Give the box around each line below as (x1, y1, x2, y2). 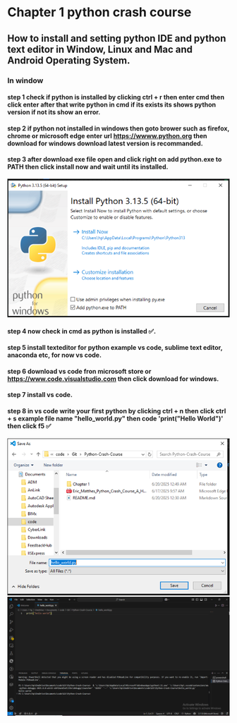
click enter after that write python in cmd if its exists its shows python (7, 100, 217, 109)
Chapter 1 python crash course (7, 4, 192, 20)
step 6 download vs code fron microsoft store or (7, 367, 152, 375)
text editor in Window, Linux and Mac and (7, 43, 193, 55)
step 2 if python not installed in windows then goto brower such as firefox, (7, 124, 230, 133)
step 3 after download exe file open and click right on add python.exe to (7, 155, 222, 164)
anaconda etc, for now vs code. (7, 351, 102, 360)
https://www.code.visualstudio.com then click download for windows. (7, 375, 219, 383)
